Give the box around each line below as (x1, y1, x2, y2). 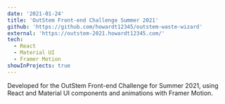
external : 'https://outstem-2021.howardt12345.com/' (7, 29, 165, 37)
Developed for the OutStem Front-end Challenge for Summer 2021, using (7, 81, 219, 89)
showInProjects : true (7, 62, 71, 69)
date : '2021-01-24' (7, 10, 65, 17)
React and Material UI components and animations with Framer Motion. (7, 89, 213, 97)
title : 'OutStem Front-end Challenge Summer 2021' (7, 17, 159, 24)
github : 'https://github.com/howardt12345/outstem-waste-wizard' (7, 23, 202, 30)
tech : (7, 36, 23, 43)
